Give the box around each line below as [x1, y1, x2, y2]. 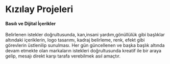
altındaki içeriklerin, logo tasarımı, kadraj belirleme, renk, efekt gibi [5, 37, 145, 43]
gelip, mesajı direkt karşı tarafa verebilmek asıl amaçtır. [5, 53, 121, 59]
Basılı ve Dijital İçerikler [5, 20, 56, 26]
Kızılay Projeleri [5, 4, 74, 15]
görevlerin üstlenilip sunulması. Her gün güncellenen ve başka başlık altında [5, 42, 165, 48]
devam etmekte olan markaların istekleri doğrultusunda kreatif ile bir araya [5, 48, 162, 54]
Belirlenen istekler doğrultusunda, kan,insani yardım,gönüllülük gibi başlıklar [5, 32, 165, 38]
